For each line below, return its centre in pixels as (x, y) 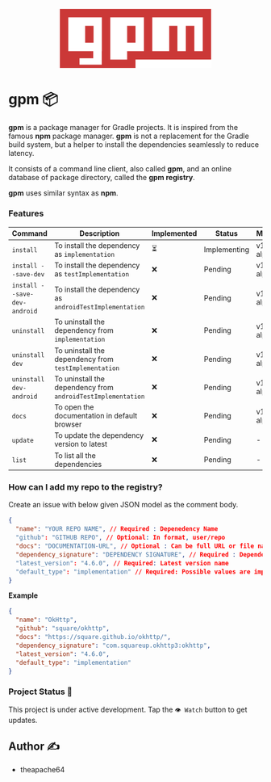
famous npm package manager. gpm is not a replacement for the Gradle (129, 136)
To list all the (75, 455)
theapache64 (42, 770)
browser (68, 424)
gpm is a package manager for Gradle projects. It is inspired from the (123, 127)
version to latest (81, 444)
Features (26, 213)
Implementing (227, 250)
